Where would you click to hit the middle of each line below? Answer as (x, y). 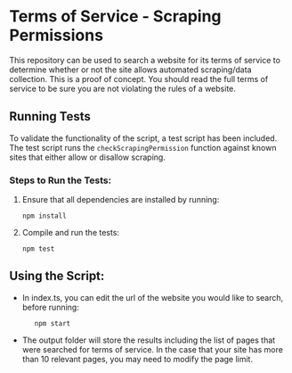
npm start (53, 323)
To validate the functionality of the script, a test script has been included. (143, 138)
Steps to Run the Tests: (61, 180)
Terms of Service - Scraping (115, 17)
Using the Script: (57, 276)
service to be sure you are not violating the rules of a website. (122, 88)
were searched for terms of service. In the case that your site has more (152, 349)
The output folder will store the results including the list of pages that (149, 340)
